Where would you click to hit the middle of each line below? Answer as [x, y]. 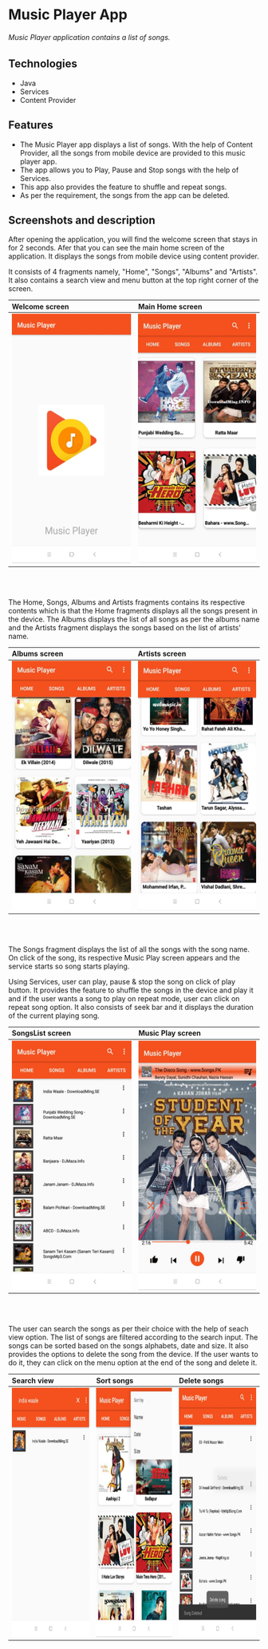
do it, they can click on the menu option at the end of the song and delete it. [133, 1363]
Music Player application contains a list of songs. [89, 37]
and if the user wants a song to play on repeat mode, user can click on [124, 998]
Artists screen [162, 654]
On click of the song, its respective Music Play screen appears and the [124, 957]
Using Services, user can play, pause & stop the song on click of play [122, 981]
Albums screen [37, 654]
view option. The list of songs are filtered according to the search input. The [133, 1337]
